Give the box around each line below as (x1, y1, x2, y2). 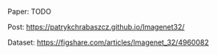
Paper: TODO (7, 7, 51, 16)
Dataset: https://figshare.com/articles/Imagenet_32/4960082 (7, 37, 209, 47)
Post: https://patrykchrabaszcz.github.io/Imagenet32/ (7, 22, 185, 31)
